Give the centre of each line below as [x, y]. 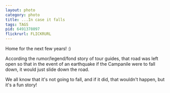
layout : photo [20, 10]
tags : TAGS [17, 24]
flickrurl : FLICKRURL [28, 34]
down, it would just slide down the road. [47, 69]
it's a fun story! [21, 85]
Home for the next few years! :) [38, 49]
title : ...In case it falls [35, 20]
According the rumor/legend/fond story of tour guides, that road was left [82, 59]
